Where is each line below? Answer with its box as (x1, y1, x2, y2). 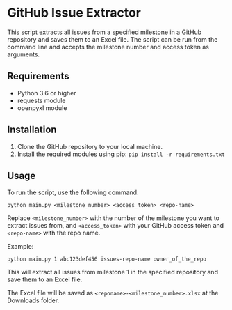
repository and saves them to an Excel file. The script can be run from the (7, 35, 218, 43)
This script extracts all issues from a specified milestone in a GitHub (7, 28, 202, 36)
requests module (17, 96, 66, 104)
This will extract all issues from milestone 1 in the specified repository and (7, 268, 219, 277)
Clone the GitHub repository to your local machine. (17, 142, 163, 150)
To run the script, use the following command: (7, 188, 139, 196)
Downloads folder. (7, 296, 60, 304)
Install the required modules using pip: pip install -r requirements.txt (17, 150, 226, 158)
